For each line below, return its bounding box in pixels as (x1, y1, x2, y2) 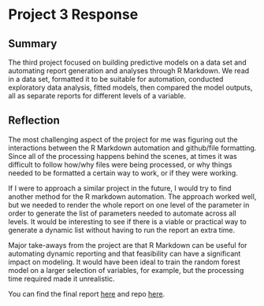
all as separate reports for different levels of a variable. (8, 91, 187, 100)
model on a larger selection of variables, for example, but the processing (8, 265, 244, 275)
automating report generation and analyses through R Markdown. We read (8, 66, 250, 76)
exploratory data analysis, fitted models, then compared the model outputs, (8, 83, 253, 92)
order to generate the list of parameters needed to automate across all (8, 208, 236, 218)
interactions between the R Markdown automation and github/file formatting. (8, 143, 257, 153)
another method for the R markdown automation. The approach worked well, (8, 191, 257, 201)
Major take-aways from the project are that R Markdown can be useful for (8, 240, 247, 249)
